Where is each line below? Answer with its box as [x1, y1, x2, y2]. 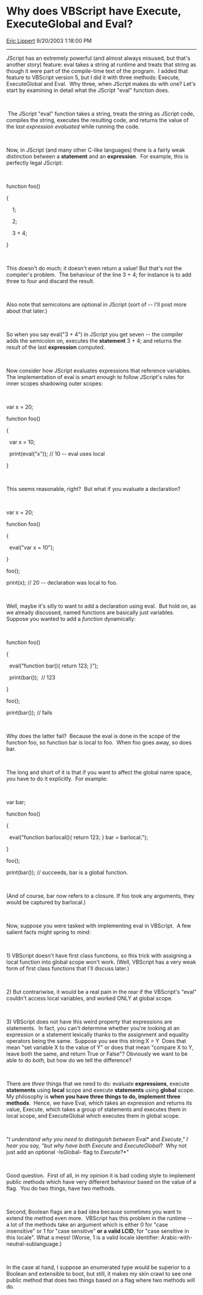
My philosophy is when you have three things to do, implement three [6, 1092, 181, 1100]
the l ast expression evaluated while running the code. [6, 123, 140, 130]
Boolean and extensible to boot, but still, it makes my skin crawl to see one [6, 1270, 192, 1277]
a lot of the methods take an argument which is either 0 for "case [6, 1221, 169, 1228]
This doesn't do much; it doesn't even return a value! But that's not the [6, 264, 182, 271]
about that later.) [6, 307, 48, 314]
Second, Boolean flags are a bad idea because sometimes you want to [6, 1208, 182, 1215]
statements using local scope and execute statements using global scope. [6, 1086, 195, 1094]
